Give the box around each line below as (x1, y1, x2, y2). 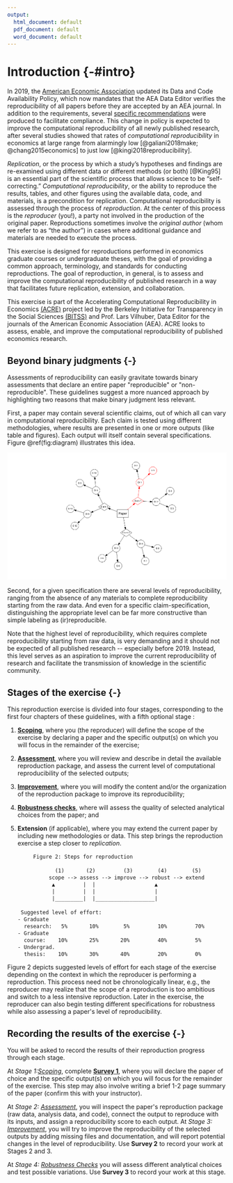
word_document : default (13, 33, 82, 40)
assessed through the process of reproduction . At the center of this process (7, 204, 225, 212)
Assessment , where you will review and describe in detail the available (17, 754, 221, 763)
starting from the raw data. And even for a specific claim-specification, (7, 601, 210, 610)
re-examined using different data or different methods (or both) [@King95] (7, 167, 221, 175)
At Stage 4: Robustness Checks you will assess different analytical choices (7, 1160, 223, 1168)
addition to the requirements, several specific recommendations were (7, 109, 207, 118)
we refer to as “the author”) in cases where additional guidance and (7, 226, 202, 235)
